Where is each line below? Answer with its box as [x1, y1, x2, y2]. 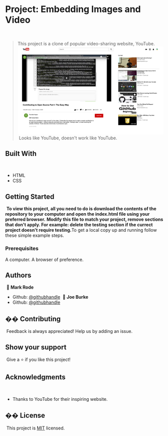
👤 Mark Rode [6, 284, 34, 290]
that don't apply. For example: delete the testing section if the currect [5, 222, 153, 228]
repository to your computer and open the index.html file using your [5, 211, 150, 217]
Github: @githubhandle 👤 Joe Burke [12, 294, 89, 300]
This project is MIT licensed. [6, 425, 65, 431]
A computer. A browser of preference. [5, 256, 84, 263]
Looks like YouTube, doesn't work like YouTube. [19, 135, 117, 141]
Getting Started [5, 192, 55, 201]
